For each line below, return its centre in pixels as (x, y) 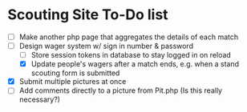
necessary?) (40, 100)
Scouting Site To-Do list (88, 15)
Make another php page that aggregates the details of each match (129, 37)
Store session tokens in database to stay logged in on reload (131, 55)
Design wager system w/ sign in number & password (106, 46)
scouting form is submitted (75, 73)
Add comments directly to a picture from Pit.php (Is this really (120, 90)
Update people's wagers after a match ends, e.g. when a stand (135, 64)
